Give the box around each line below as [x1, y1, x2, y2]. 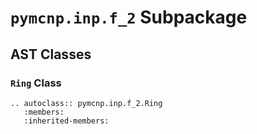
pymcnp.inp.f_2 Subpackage [10, 6, 248, 29]
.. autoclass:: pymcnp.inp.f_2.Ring [10, 98, 163, 108]
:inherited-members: [23, 116, 110, 126]
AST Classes [10, 46, 92, 63]
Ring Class [10, 76, 62, 90]
